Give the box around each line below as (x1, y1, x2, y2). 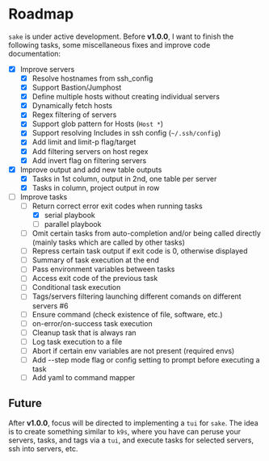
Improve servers (19, 64, 75, 73)
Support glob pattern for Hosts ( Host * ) (32, 119, 164, 129)
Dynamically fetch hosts (32, 101, 113, 111)
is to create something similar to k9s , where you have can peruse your (8, 426, 241, 436)
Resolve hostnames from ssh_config (32, 73, 153, 83)
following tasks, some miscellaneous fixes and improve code (8, 40, 211, 49)
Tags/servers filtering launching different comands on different (32, 291, 242, 301)
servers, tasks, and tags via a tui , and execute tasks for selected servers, (8, 435, 254, 445)
